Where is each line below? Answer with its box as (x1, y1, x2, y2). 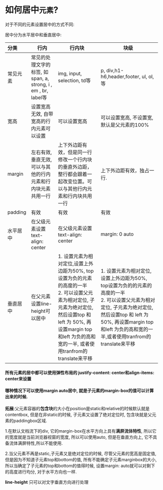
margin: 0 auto (100, 231, 134, 237)
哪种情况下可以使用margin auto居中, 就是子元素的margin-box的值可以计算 (5, 388, 154, 394)
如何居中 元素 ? (5, 4, 59, 16)
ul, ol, (141, 73, 154, 80)
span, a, (31, 75, 49, 82)
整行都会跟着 (58, 171, 87, 178)
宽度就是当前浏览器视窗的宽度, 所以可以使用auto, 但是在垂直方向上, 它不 (9, 434, 153, 440)
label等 (31, 94, 47, 101)
